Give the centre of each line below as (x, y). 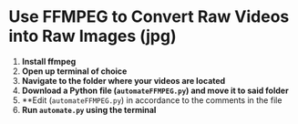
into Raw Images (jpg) (92, 36)
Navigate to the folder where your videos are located (123, 80)
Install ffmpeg (49, 61)
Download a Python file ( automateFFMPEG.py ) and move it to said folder (155, 90)
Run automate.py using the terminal (89, 109)
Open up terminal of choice (74, 71)
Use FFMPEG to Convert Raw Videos (149, 17)
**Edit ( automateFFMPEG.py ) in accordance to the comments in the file (152, 100)
